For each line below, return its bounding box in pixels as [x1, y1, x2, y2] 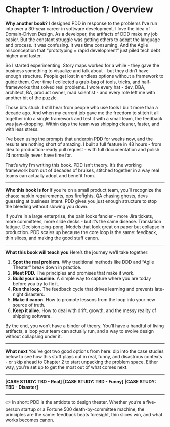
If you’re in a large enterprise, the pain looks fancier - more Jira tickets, [5, 213, 153, 219]
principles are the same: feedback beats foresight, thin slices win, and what [5, 411, 163, 417]
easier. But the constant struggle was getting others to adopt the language [5, 36, 160, 43]
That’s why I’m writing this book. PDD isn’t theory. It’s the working [5, 162, 142, 168]
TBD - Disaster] [5, 384, 38, 390]
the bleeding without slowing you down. [5, 203, 89, 209]
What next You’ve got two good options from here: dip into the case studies [5, 348, 164, 354]
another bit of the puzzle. [5, 95, 58, 101]
